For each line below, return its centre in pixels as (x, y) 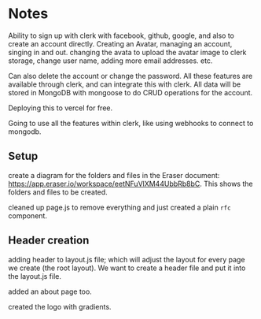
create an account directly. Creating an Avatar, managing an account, (120, 43)
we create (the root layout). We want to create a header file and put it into (127, 268)
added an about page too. (50, 291)
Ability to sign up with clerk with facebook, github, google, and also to (121, 35)
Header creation (49, 241)
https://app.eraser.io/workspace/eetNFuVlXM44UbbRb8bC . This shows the (130, 184)
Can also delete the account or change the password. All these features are (130, 76)
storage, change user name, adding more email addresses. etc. (110, 61)
